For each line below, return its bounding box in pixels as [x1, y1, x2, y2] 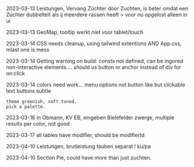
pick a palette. [6, 104, 46, 110]
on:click [6, 70, 25, 76]
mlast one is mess [6, 46, 50, 53]
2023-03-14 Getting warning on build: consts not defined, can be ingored [6, 58, 183, 64]
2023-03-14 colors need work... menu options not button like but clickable [6, 81, 185, 88]
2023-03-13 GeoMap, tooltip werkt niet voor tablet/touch [6, 29, 144, 36]
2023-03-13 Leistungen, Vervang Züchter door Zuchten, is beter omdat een [6, 5, 189, 12]
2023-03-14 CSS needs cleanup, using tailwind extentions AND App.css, [6, 40, 182, 47]
